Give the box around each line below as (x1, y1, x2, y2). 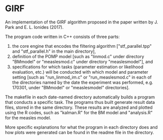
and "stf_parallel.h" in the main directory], (12, 48, 96, 54)
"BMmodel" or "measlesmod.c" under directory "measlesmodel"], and (12, 59, 153, 64)
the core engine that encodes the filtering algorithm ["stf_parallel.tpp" (12, 43, 152, 49)
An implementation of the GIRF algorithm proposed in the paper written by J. (5, 19, 158, 25)
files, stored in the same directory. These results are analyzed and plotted (5, 104, 153, 110)
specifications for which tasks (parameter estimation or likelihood (12, 64, 144, 70)
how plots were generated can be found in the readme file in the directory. (5, 129, 154, 135)
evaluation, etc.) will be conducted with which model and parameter (12, 69, 148, 75)
